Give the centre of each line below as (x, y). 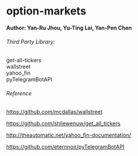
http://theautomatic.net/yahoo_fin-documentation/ (69, 135)
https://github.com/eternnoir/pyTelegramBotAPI (65, 147)
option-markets (46, 11)
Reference (19, 93)
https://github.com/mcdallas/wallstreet (54, 112)
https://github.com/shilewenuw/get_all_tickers (63, 123)
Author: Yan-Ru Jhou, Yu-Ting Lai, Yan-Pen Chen (69, 28)
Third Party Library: (31, 42)
